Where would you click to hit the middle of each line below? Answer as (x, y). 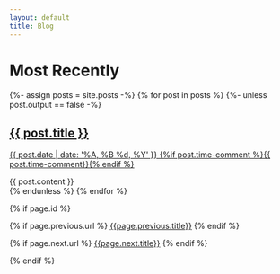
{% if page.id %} (40, 208)
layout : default (39, 18)
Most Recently (65, 71)
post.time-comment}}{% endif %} (72, 164)
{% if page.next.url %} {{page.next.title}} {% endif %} (109, 243)
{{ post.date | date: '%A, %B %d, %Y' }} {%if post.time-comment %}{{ (140, 155)
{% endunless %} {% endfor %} (68, 191)
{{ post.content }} (42, 181)
